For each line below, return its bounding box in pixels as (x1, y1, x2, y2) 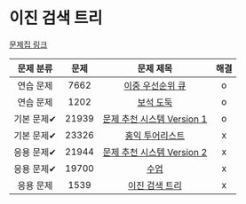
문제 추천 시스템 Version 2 (102, 145, 208, 158)
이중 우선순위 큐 (123, 79, 186, 91)
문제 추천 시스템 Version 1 (102, 113, 208, 125)
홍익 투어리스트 (124, 129, 185, 142)
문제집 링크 (9, 39, 48, 50)
